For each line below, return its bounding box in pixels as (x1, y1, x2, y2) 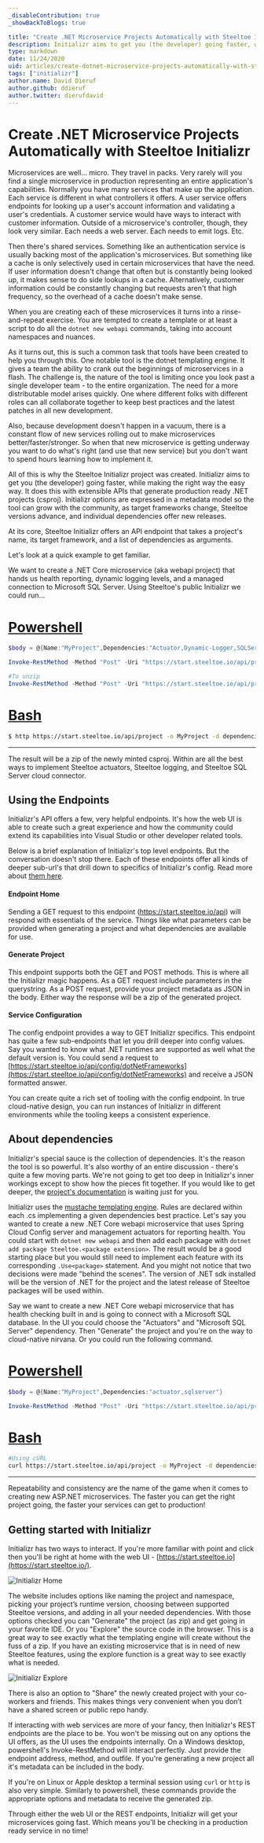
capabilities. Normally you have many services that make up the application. (8, 185, 255, 194)
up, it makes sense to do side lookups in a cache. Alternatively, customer (8, 275, 245, 285)
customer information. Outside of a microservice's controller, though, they (8, 218, 248, 228)
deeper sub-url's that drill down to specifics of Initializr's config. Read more (8, 863, 253, 873)
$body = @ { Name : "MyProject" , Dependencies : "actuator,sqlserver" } (8, 1388, 223, 1396)
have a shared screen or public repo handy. (8, 1705, 149, 1714)
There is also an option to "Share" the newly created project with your (8, 1688, 234, 1698)
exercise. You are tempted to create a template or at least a (46, 315, 238, 325)
